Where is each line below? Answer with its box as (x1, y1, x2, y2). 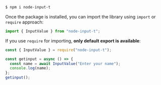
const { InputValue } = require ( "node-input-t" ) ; (5, 47, 112, 52)
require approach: (5, 19, 44, 25)
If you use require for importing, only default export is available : (5, 37, 141, 43)
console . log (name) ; (10, 65, 51, 71)
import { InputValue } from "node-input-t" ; (5, 28, 100, 33)
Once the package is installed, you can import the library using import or (5, 13, 156, 19)
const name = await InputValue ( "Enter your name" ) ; (10, 61, 121, 66)
